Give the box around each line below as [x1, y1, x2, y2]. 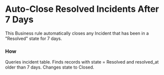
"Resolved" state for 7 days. [5, 36, 62, 41]
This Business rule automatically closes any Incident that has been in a [5, 30, 149, 36]
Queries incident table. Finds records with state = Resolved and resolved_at [5, 59, 159, 65]
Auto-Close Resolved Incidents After [5, 3, 159, 15]
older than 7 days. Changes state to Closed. [5, 64, 95, 70]
